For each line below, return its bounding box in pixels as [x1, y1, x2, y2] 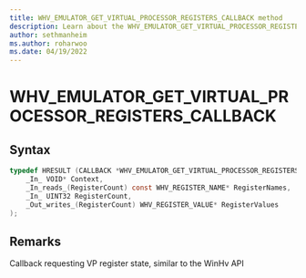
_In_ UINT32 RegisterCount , [25, 191, 132, 201]
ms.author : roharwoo [9, 38, 88, 48]
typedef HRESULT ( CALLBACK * [9, 166, 120, 176]
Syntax [9, 142, 51, 158]
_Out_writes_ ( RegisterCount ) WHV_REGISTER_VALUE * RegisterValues [25, 200, 280, 210]
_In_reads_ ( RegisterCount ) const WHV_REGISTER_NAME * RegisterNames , [25, 183, 291, 192]
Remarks [9, 233, 62, 249]
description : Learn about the [9, 22, 125, 31]
